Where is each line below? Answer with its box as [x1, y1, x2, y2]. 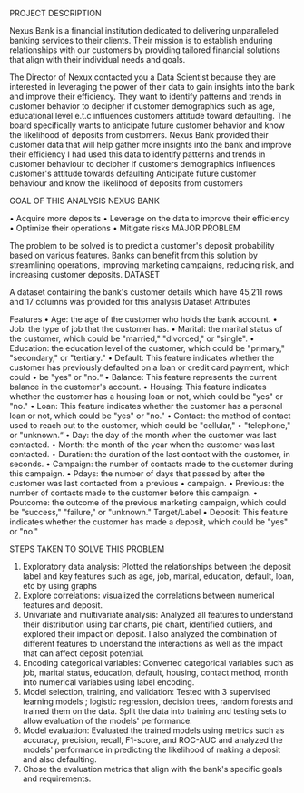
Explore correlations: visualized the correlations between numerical [22, 590, 275, 601]
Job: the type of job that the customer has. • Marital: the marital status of [9, 324, 283, 334]
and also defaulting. [22, 754, 97, 765]
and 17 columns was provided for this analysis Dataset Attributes [9, 297, 251, 307]
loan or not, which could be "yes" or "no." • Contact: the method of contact [9, 410, 291, 421]
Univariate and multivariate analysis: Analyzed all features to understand [22, 610, 294, 620]
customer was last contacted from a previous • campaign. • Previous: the [9, 478, 285, 488]
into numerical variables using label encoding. [22, 677, 195, 688]
